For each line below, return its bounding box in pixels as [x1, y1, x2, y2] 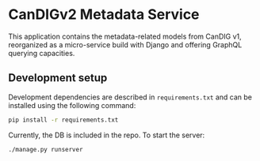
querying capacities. [8, 48, 75, 58]
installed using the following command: [8, 100, 136, 110]
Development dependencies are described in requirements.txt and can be [8, 92, 252, 102]
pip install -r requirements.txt [8, 116, 119, 124]
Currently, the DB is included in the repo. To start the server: [8, 130, 205, 140]
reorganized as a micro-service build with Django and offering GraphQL [8, 39, 243, 49]
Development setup [8, 71, 108, 84]
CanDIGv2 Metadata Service [8, 6, 200, 24]
